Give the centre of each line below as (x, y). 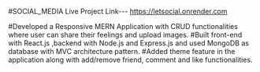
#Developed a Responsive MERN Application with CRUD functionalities (123, 26)
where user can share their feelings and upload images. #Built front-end (125, 35)
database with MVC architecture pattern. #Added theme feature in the (122, 51)
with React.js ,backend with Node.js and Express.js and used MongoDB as (129, 43)
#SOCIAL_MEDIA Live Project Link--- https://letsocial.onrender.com (118, 11)
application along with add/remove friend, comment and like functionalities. (131, 59)
